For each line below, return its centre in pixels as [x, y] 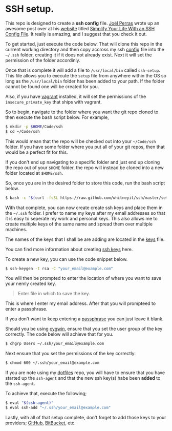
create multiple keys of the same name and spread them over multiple [79, 224]
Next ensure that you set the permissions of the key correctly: [71, 354]
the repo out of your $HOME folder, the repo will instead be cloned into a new [84, 168]
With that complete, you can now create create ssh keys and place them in [84, 208]
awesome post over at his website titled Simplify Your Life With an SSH [80, 28]
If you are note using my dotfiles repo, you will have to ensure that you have [85, 373]
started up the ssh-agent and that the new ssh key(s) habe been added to [83, 378]
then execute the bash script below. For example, [57, 117]
